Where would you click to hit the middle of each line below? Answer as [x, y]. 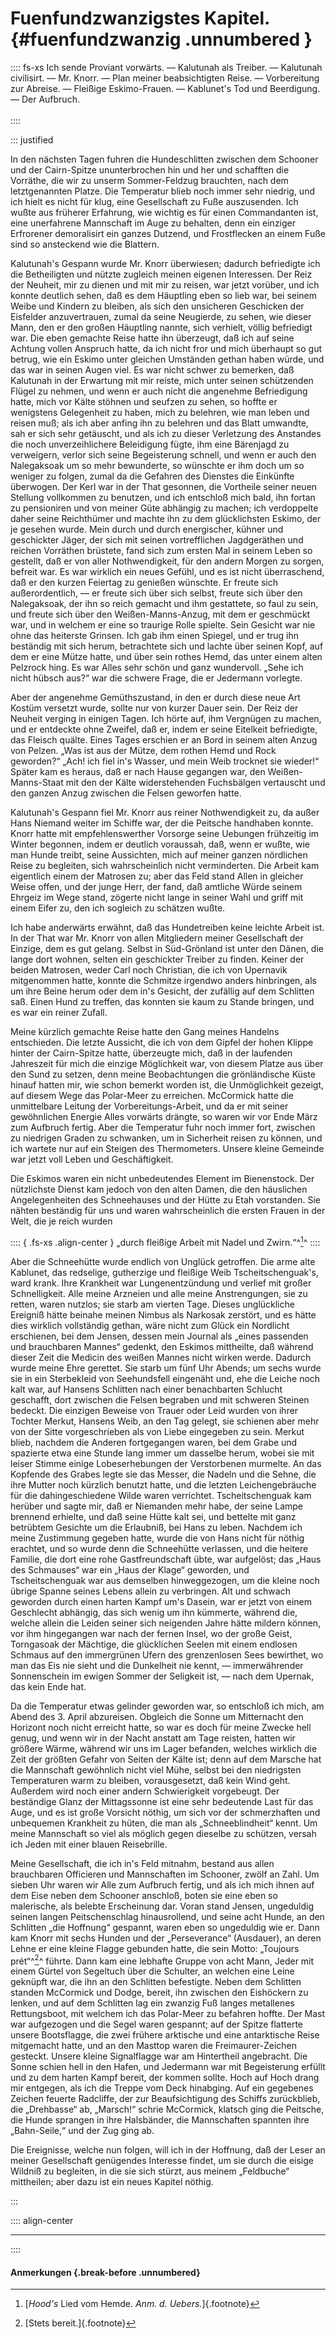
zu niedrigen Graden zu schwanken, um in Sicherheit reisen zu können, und [166, 1138]
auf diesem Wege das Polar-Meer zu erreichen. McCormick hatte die [152, 1095]
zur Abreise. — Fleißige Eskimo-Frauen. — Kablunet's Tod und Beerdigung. [165, 88]
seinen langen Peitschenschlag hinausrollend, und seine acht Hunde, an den [167, 1916]
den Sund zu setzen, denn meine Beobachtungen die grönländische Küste [163, 1074]
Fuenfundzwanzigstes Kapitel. [140, 18]
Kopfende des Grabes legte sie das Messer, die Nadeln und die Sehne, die [163, 1474]
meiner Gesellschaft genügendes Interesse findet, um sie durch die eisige [162, 2161]
